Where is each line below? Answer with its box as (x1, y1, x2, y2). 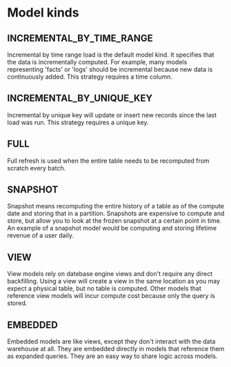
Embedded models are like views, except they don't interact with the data (7, 337, 216, 346)
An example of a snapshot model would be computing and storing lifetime (7, 224, 217, 232)
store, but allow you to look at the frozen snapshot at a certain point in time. (7, 217, 222, 225)
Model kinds (7, 5, 79, 21)
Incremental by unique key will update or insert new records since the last (7, 110, 217, 119)
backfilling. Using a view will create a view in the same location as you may (7, 277, 221, 286)
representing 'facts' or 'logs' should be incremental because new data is (7, 66, 213, 73)
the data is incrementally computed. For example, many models (7, 58, 188, 66)
